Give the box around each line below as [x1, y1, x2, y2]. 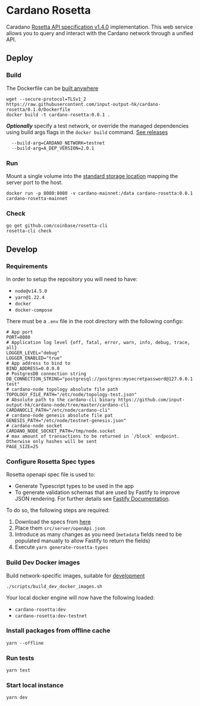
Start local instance [6, 681, 64, 689]
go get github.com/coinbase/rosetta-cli [6, 223, 108, 229]
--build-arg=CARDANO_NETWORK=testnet [11, 140, 105, 146]
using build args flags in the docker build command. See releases [6, 129, 168, 136]
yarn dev [6, 695, 28, 701]
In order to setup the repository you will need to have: [6, 275, 138, 283]
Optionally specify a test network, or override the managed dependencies [6, 122, 189, 129]
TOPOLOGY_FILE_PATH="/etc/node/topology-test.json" [6, 391, 137, 398]
